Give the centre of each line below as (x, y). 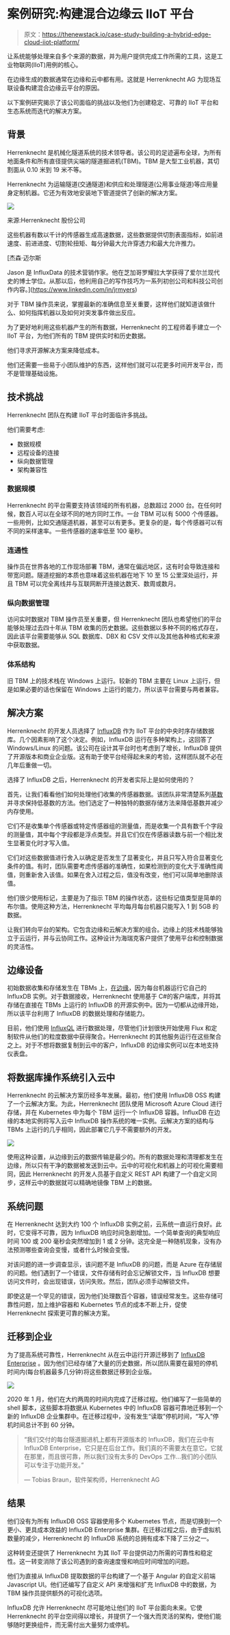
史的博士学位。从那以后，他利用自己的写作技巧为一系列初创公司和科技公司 (112, 281)
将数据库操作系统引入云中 (61, 1077)
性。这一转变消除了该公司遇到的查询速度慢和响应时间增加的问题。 (100, 1561)
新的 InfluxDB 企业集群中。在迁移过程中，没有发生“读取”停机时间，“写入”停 (113, 1416)
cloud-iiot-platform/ (52, 42)
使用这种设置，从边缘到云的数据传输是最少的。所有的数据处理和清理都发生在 (115, 1157)
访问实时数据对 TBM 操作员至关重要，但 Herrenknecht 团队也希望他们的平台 (115, 619)
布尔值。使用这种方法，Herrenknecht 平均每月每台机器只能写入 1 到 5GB (109, 906)
